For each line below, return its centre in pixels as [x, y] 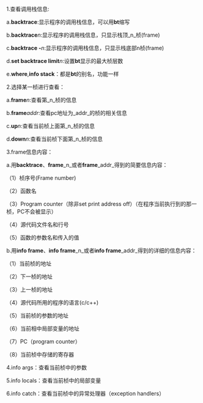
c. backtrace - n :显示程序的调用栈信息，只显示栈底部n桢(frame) [85, 48]
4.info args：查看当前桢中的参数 [47, 368]
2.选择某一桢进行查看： [36, 87]
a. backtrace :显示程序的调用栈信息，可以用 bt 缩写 [68, 22]
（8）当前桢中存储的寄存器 [40, 354]
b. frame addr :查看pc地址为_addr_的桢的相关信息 [67, 113]
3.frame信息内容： [30, 152]
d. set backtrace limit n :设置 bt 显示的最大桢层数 [65, 61]
